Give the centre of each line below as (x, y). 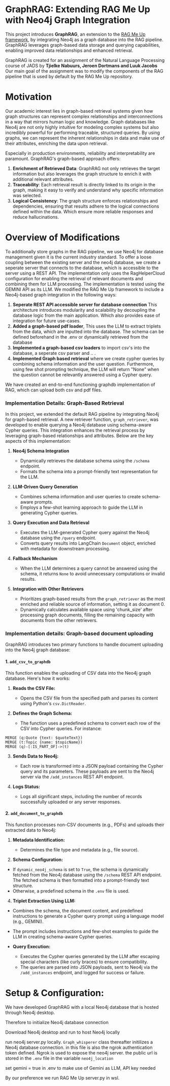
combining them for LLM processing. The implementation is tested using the (85, 284)
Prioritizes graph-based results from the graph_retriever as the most (93, 599)
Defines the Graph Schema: (42, 713)
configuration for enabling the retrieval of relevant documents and (74, 278)
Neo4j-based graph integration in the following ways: (61, 294)
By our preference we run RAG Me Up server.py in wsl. (62, 1078)
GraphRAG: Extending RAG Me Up (78, 9)
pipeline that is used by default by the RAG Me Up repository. (69, 76)
